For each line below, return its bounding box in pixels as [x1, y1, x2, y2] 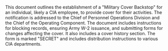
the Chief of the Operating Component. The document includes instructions [5, 20, 161, 26]
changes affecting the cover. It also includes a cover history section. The [5, 31, 155, 36]
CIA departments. [5, 41, 42, 47]
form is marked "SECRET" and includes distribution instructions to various [5, 36, 158, 42]
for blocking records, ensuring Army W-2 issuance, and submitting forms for [5, 25, 163, 31]
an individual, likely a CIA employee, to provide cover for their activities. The [5, 9, 162, 15]
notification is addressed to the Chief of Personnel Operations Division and [5, 15, 160, 20]
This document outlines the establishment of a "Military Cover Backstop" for [5, 4, 163, 10]
